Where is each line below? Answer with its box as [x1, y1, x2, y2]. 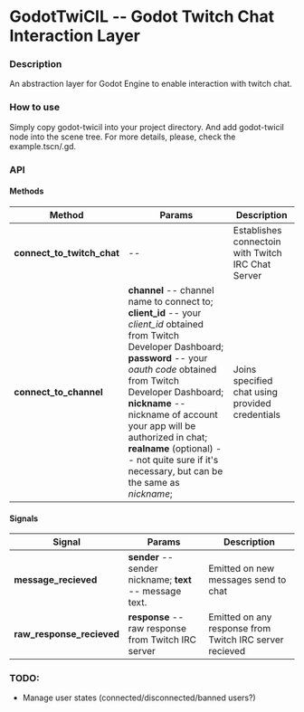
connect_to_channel [14, 385, 104, 398]
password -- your [128, 351, 208, 364]
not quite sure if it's [136, 453, 219, 466]
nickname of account [128, 408, 219, 421]
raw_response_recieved [14, 628, 120, 641]
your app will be [128, 419, 196, 432]
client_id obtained [128, 318, 204, 330]
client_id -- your [128, 306, 202, 318]
